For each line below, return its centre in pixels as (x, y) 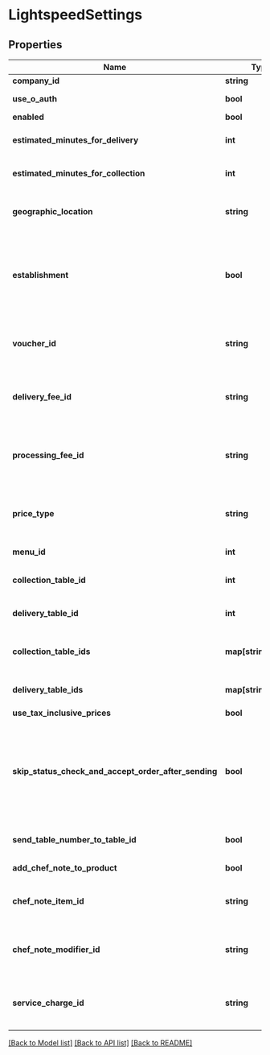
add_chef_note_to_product (65, 868)
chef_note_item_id (48, 901)
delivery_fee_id (42, 397)
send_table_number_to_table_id (74, 840)
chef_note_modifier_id (56, 949)
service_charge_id (48, 1003)
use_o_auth (35, 99)
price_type (33, 513)
